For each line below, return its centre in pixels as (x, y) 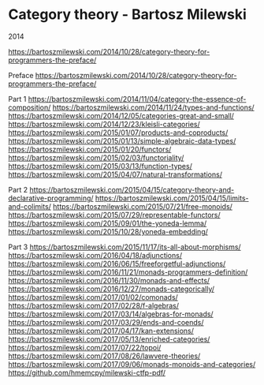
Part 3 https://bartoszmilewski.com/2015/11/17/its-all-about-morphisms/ (125, 247)
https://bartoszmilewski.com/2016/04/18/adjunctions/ (95, 255)
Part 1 (17, 99)
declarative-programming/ (51, 198)
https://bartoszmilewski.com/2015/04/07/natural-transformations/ (115, 174)
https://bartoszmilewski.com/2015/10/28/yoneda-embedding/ (108, 231)
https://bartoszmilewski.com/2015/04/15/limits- (172, 198)
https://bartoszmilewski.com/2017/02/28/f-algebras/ (94, 305)
